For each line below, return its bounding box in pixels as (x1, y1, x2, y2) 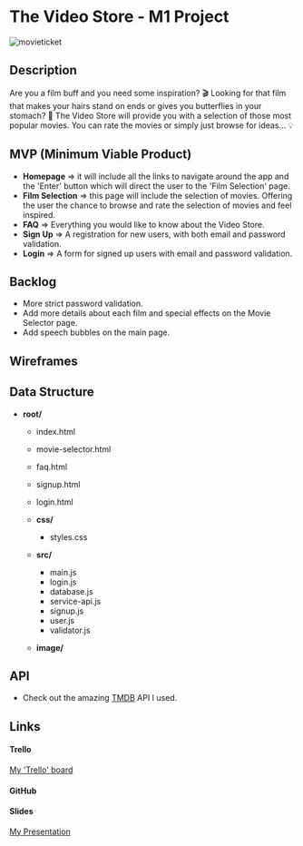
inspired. (22, 209, 56, 220)
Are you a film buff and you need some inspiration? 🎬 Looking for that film (9, 87, 287, 98)
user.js (49, 615, 75, 625)
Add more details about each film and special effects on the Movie (22, 308, 271, 319)
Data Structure (9, 384, 95, 400)
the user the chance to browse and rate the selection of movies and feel (22, 200, 292, 211)
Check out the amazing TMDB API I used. (22, 693, 178, 703)
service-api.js (49, 595, 102, 606)
